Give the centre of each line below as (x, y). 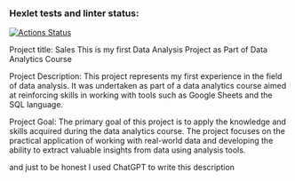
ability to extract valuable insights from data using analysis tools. (128, 150)
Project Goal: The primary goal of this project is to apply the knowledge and (148, 122)
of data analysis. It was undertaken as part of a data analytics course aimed (148, 86)
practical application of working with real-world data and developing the (141, 141)
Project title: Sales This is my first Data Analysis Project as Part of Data (139, 50)
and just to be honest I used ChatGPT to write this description (122, 168)
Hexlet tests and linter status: (74, 13)
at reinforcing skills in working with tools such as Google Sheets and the (141, 95)
